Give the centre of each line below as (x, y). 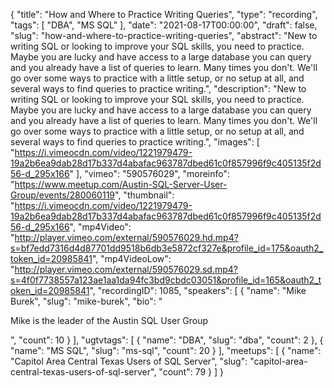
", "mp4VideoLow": (131, 258)
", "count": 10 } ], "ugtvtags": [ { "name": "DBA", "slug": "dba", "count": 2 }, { (167, 340)
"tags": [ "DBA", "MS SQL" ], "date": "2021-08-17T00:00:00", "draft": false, (164, 25)
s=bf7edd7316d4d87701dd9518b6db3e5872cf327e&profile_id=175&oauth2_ (167, 248)
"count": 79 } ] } (191, 372)
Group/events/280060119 (63, 195)
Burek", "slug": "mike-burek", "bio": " (86, 301)
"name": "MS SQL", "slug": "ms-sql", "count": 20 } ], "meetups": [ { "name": (166, 350)
